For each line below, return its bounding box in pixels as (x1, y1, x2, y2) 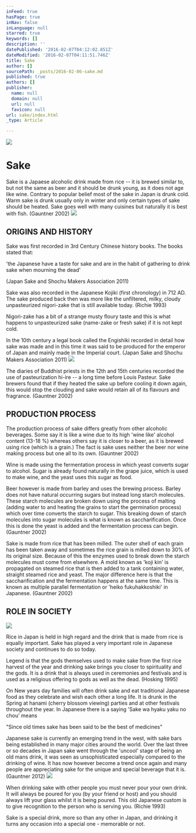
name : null (11, 90, 38, 96)
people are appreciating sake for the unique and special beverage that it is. (6, 766, 186, 773)
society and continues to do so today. (6, 646, 97, 653)
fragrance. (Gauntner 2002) (6, 392, 73, 399)
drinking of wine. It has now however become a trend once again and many (6, 759, 187, 766)
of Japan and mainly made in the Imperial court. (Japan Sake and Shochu (6, 349, 183, 356)
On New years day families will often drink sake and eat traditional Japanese (6, 687, 190, 694)
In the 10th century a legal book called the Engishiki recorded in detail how (6, 336, 185, 343)
